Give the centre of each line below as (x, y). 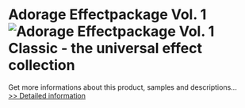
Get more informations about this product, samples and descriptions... (123, 87)
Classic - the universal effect (105, 48)
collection (42, 66)
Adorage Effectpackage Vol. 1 (107, 15)
